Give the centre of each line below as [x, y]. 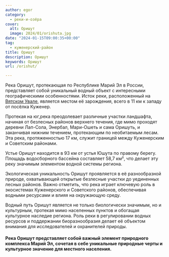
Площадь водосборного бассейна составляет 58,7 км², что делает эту [82, 159]
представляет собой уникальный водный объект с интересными [75, 91]
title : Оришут [20, 52]
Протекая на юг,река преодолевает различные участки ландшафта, [79, 116]
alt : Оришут [23, 29]
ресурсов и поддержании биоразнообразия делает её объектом [75, 221]
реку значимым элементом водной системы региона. [64, 164]
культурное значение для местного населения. [58, 249]
